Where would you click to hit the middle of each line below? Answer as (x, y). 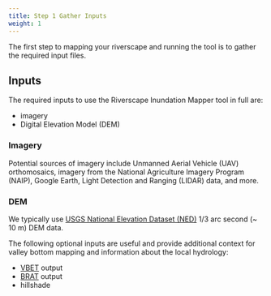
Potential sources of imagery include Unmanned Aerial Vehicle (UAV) (124, 163)
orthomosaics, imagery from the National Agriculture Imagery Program (127, 172)
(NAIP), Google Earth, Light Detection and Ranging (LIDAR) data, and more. (134, 180)
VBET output (41, 268)
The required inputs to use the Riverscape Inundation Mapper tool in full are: (136, 100)
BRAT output (41, 276)
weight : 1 (25, 24)
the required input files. (47, 55)
